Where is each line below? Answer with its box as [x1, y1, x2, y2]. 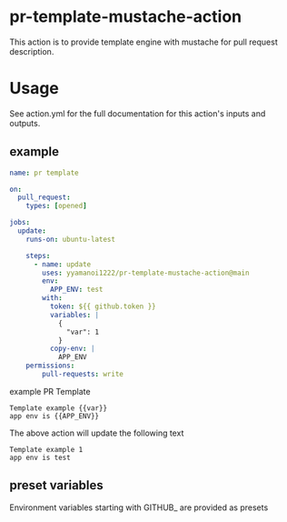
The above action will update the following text [9, 427, 184, 438]
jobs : [9, 218, 30, 227]
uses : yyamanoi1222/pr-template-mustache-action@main [42, 268, 250, 277]
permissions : [25, 361, 75, 370]
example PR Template [9, 386, 91, 397]
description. [9, 45, 54, 56]
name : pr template [9, 168, 79, 177]
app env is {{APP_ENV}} [9, 411, 100, 420]
